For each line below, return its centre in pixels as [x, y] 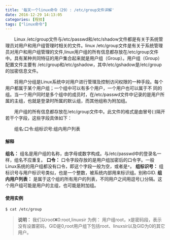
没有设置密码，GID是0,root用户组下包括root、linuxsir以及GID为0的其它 [91, 226]
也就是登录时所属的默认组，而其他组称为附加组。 [78, 101]
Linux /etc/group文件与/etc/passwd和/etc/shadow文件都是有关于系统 [86, 39]
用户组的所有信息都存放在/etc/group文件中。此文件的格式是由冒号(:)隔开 [90, 112]
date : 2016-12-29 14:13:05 [34, 15]
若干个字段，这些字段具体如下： [39, 118]
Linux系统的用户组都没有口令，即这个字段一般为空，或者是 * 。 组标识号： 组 [84, 166]
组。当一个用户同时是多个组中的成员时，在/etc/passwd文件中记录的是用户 [83, 95]
